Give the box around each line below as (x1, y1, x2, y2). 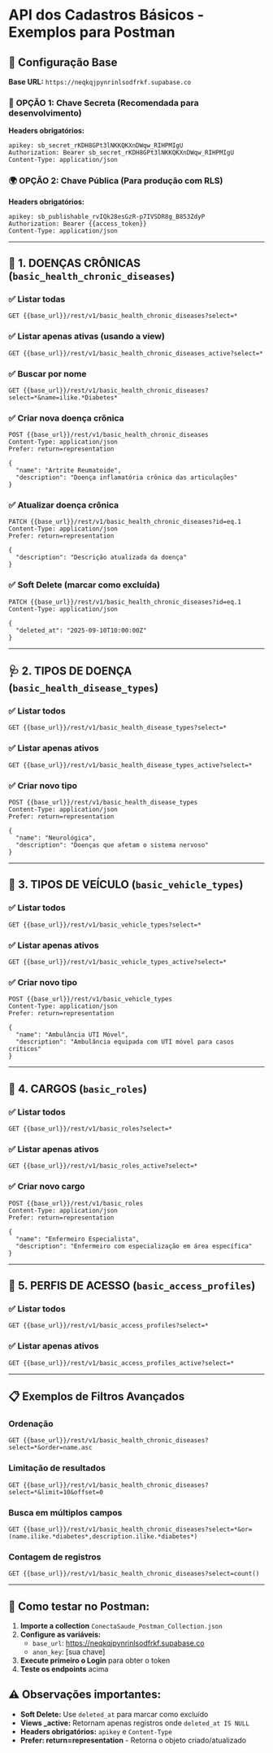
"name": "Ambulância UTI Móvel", (15, 1031, 129, 1039)
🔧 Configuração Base (8, 55, 118, 69)
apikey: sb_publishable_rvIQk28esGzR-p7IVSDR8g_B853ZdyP (8, 212, 206, 220)
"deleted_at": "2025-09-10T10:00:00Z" (15, 626, 148, 634)
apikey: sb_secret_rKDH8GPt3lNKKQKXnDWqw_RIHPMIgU (8, 142, 184, 150)
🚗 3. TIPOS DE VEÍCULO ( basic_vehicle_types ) (8, 878, 244, 892)
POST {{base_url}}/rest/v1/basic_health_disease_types (8, 799, 198, 807)
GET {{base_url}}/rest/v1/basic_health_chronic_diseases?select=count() (8, 1570, 260, 1578)
